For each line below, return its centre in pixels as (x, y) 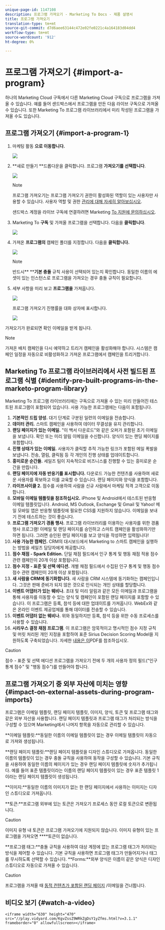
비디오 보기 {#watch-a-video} (50, 903)
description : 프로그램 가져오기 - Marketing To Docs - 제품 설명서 (69, 14)
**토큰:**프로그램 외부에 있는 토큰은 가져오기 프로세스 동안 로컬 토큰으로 (74, 804)
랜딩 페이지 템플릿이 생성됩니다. (48, 777)
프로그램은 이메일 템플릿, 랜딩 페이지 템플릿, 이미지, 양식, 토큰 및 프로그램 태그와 (82, 712)
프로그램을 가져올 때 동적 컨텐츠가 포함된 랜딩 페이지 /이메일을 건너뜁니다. (76, 885)
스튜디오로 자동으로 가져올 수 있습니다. (42, 865)
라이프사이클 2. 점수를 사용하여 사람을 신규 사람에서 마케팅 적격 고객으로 (81, 486)
